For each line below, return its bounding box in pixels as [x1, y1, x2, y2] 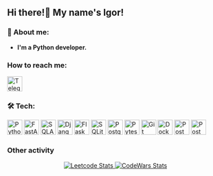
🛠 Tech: [7, 101, 36, 111]
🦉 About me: [7, 27, 49, 37]
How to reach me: [7, 60, 67, 69]
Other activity [7, 146, 55, 155]
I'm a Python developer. [16, 43, 87, 52]
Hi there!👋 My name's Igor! [7, 7, 124, 19]
